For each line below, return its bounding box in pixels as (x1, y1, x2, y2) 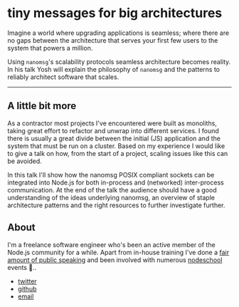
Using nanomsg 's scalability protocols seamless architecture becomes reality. (7, 57, 231, 66)
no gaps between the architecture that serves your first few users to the (7, 36, 218, 44)
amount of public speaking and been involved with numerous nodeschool (7, 255, 223, 264)
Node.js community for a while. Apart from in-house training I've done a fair (7, 248, 230, 256)
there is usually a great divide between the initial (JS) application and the (7, 134, 221, 142)
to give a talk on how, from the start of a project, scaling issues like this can (7, 149, 228, 157)
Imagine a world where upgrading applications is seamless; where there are (7, 28, 230, 37)
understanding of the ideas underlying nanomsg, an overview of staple (7, 193, 216, 202)
